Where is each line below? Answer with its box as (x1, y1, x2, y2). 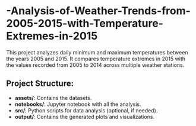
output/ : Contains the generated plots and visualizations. (14, 113, 155, 120)
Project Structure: (6, 79, 74, 89)
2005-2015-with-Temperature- (6, 17, 164, 30)
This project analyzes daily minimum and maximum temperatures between (6, 49, 188, 56)
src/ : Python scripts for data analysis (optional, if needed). (14, 106, 158, 114)
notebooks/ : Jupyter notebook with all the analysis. (14, 101, 141, 108)
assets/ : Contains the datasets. (14, 94, 92, 101)
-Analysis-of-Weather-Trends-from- (6, 4, 191, 18)
